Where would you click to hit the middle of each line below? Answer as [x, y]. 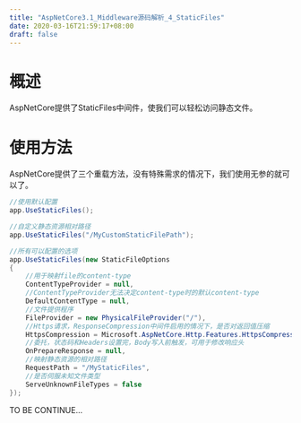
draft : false [34, 34]
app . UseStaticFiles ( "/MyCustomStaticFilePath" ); [102, 235]
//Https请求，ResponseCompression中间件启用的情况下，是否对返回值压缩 [148, 326]
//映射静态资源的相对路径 [66, 359]
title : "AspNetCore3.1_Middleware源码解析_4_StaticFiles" [117, 17]
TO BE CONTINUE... [46, 410]
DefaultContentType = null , [77, 301]
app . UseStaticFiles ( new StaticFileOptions [90, 259]
